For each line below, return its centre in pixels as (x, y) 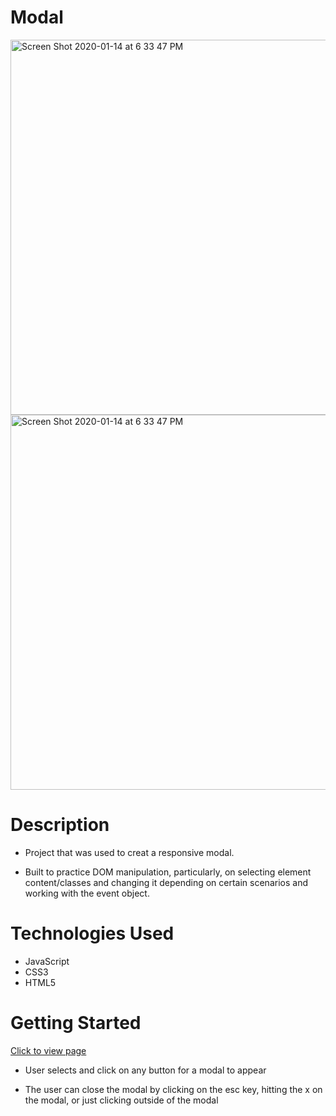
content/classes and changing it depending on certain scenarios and (166, 882)
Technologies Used (92, 933)
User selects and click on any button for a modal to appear (145, 1070)
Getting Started (76, 1023)
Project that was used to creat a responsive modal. (129, 852)
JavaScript (47, 961)
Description (60, 825)
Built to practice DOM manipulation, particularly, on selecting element (168, 872)
